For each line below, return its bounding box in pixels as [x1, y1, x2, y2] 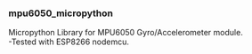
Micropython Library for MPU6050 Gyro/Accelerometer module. [8, 27, 244, 38]
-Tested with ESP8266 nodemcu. [8, 36, 130, 47]
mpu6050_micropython [8, 7, 113, 19]
